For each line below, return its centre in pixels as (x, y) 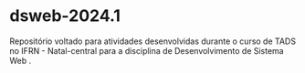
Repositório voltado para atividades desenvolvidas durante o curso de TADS (153, 41)
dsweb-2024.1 (65, 16)
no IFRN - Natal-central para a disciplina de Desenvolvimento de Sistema (147, 50)
